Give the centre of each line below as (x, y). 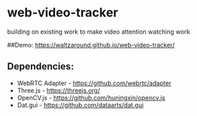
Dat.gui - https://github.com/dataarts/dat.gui (80, 105)
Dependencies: (41, 67)
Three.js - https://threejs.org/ (59, 90)
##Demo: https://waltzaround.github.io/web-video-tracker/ (91, 45)
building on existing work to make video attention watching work (99, 32)
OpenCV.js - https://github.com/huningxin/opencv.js (91, 97)
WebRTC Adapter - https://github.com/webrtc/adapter (94, 83)
